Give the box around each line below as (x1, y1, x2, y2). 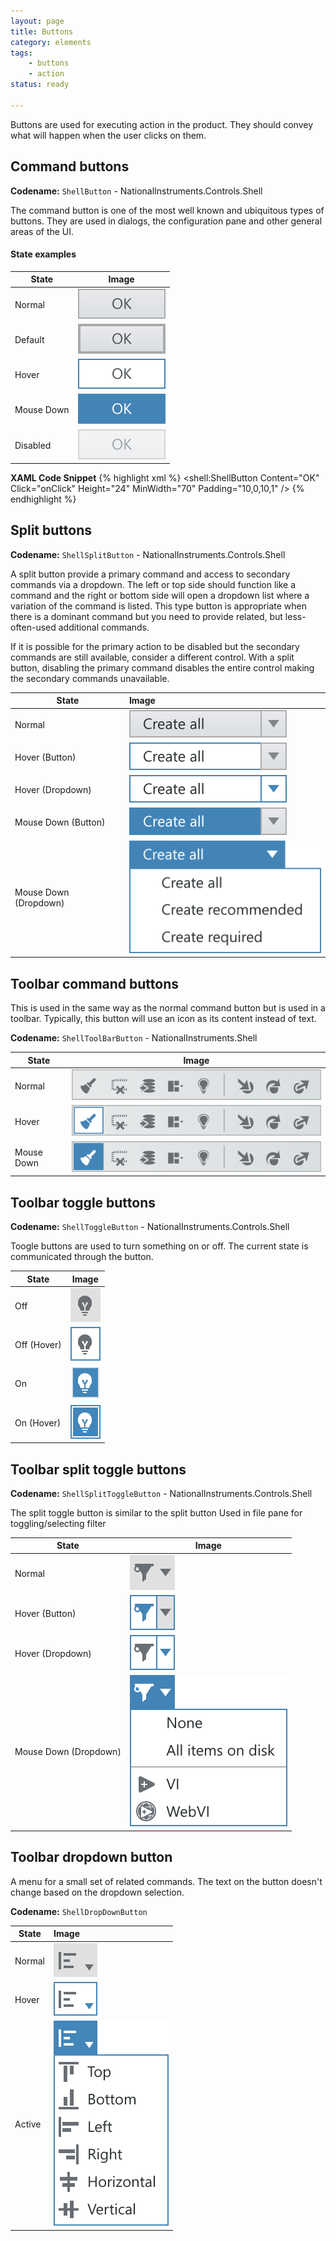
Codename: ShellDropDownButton (10, 1905, 148, 1917)
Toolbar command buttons (10, 975, 180, 992)
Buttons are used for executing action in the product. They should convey (10, 118, 314, 130)
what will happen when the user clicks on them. (10, 129, 207, 141)
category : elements (10, 37, 92, 47)
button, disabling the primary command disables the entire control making (10, 661, 315, 674)
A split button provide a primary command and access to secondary (10, 568, 291, 580)
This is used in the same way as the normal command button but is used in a (10, 1002, 326, 1014)
